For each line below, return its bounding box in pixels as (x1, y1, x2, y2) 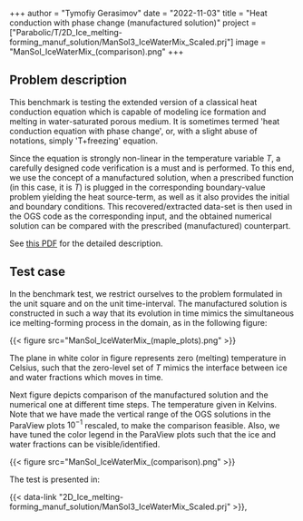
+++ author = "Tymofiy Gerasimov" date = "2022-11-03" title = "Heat (9, 8, 268, 18)
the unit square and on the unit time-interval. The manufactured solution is (9, 298, 288, 309)
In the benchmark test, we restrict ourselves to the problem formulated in (9, 288, 283, 299)
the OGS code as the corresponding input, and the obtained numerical (9, 211, 272, 221)
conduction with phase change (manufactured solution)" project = (9, 17, 257, 28)
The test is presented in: (9, 474, 101, 485)
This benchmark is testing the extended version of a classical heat (9, 96, 258, 107)
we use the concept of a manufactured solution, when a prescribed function (9, 172, 294, 182)
